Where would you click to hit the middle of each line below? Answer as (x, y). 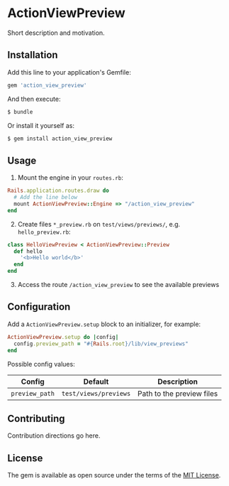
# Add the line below (46, 198)
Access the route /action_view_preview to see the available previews (118, 285)
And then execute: (34, 99)
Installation (33, 55)
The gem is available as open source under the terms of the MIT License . (114, 475)
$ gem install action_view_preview (60, 139)
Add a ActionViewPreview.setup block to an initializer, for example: (104, 324)
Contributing (36, 418)
